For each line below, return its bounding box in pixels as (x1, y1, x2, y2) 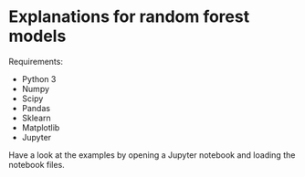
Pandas (21, 102, 51, 113)
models (8, 26, 67, 47)
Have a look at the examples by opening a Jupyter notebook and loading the (8, 149, 296, 161)
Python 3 (21, 73, 57, 84)
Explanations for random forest (8, 6, 250, 27)
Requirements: (8, 56, 63, 67)
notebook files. (8, 159, 65, 170)
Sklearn (21, 112, 51, 123)
